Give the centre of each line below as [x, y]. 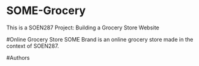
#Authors [18, 57]
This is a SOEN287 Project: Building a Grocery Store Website [83, 28]
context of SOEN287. [33, 46]
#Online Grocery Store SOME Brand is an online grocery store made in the [100, 39]
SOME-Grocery [46, 11]
